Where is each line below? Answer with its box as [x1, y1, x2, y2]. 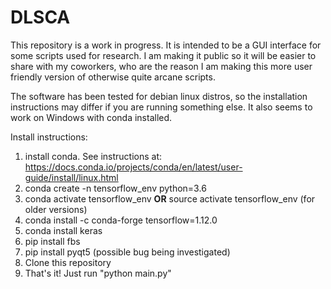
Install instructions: [10, 131, 88, 143]
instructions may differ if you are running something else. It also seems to [10, 101, 313, 113]
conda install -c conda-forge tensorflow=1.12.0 [24, 214, 218, 226]
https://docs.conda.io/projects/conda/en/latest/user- [24, 161, 243, 173]
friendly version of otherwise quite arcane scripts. [10, 71, 216, 83]
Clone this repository [24, 256, 112, 268]
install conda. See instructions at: [24, 150, 163, 162]
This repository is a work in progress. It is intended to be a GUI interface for [10, 39, 322, 51]
